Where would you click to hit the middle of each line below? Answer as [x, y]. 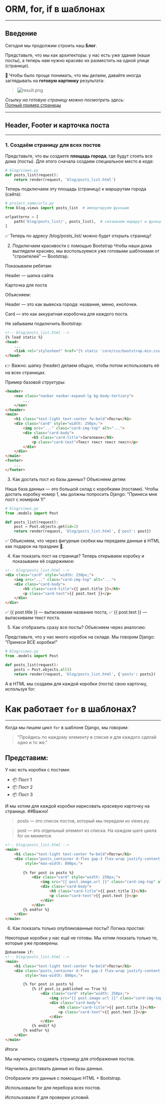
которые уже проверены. [32, 943]
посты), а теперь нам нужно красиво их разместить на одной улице [77, 60]
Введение [21, 34]
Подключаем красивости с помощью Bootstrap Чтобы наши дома [82, 245]
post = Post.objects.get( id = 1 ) [46, 527]
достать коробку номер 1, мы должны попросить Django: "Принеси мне [81, 494]
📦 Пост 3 [22, 795]
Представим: [27, 758]
